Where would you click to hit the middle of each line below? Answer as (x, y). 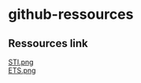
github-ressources (71, 14)
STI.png (21, 62)
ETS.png (22, 70)
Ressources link (48, 43)
